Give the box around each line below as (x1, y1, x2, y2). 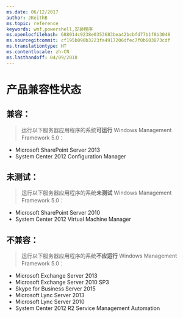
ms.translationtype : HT (6, 43, 67, 50)
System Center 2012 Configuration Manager (15, 152, 126, 160)
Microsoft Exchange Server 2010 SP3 (15, 279, 110, 286)
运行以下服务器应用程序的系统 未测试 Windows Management (21, 189, 172, 196)
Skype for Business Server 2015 (15, 285, 96, 292)
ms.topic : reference (6, 20, 59, 26)
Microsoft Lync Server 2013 (15, 292, 85, 299)
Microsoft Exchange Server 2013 (15, 272, 98, 279)
